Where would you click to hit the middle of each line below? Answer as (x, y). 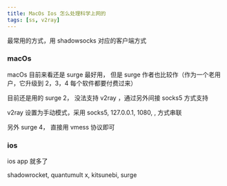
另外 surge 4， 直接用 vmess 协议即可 (61, 127)
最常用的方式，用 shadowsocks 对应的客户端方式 (77, 40)
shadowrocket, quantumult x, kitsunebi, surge (72, 175)
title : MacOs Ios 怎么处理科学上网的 (57, 13)
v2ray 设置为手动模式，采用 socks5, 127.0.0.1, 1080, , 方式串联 (95, 112)
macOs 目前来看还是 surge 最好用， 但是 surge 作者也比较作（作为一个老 (111, 74)
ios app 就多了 (28, 161)
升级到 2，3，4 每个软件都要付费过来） (81, 83)
